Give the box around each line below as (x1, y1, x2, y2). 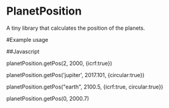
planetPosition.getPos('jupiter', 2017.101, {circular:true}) (6, 71, 145, 78)
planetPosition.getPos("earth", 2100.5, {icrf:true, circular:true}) (6, 83, 164, 90)
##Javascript (6, 47, 40, 55)
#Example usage (6, 36, 49, 43)
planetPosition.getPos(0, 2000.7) (6, 95, 90, 102)
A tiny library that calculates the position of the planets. (6, 24, 145, 32)
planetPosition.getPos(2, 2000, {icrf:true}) (6, 59, 113, 67)
